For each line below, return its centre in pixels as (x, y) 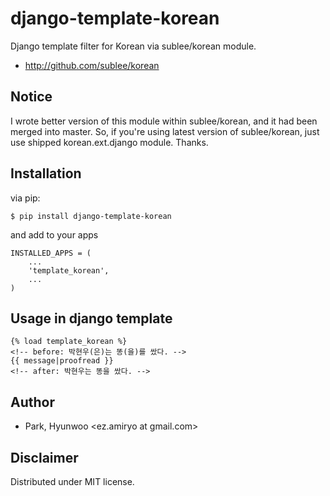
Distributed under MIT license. (72, 481)
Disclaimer (44, 457)
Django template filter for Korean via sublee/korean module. (133, 46)
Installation (46, 173)
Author (32, 402)
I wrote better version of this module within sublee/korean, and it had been (164, 121)
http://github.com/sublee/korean (92, 65)
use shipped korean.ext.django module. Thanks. (109, 142)
